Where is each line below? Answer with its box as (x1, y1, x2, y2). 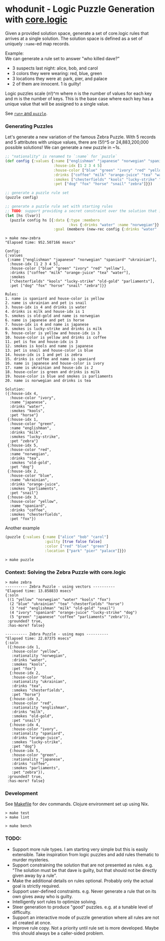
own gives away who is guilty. (12, 893, 73, 899)
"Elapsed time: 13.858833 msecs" (5, 589, 74, 594)
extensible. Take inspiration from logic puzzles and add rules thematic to (12, 851, 159, 857)
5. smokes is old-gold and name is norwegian (5, 313, 100, 319)
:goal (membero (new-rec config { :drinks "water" (53, 227, 157, 232)
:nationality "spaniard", (11, 731, 65, 736)
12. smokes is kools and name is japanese (5, 344, 93, 349)
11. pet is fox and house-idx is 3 (5, 339, 78, 344)
